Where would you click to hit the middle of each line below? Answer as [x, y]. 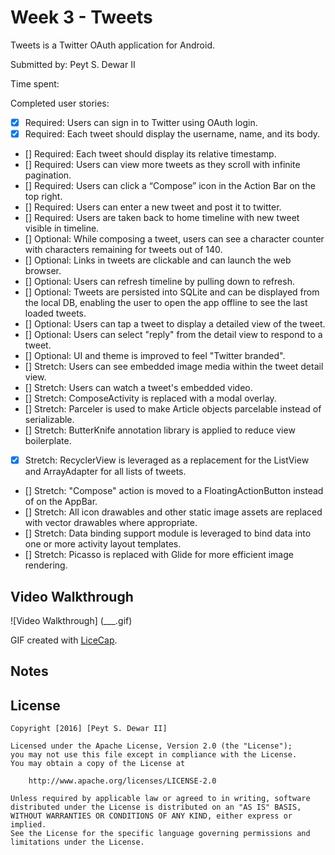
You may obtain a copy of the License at [98, 764]
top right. [43, 197]
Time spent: [35, 83]
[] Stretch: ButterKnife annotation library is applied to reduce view [160, 430]
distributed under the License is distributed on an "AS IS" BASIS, [156, 807]
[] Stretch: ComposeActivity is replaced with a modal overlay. [150, 398]
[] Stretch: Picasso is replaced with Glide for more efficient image [159, 555]
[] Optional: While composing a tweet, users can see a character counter [174, 239]
